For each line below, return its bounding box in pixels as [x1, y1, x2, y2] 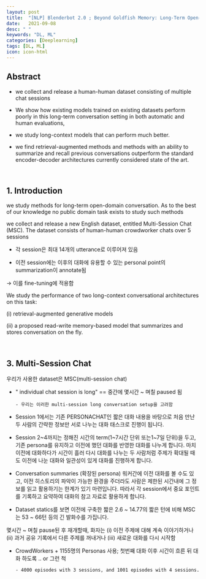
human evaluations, [15, 119, 65, 126]
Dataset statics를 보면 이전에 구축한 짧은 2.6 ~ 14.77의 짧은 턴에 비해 [15, 506, 182, 513]
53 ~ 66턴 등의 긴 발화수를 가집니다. [21, 513, 109, 521]
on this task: [6, 298, 37, 306]
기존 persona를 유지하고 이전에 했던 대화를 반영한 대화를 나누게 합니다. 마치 [15, 442, 196, 449]
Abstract [6, 72, 41, 82]
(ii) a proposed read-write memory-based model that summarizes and [6, 322, 183, 330]
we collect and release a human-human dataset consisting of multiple [15, 88, 192, 95]
